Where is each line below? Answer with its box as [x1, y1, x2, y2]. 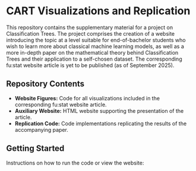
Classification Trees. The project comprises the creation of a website [6, 30, 175, 37]
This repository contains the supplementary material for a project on [6, 24, 173, 31]
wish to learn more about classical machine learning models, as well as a [6, 43, 184, 50]
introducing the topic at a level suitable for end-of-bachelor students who [6, 36, 186, 43]
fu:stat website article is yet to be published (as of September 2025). [6, 61, 175, 69]
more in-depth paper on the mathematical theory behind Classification [6, 49, 179, 56]
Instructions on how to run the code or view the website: [6, 159, 144, 166]
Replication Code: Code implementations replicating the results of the [14, 120, 187, 127]
